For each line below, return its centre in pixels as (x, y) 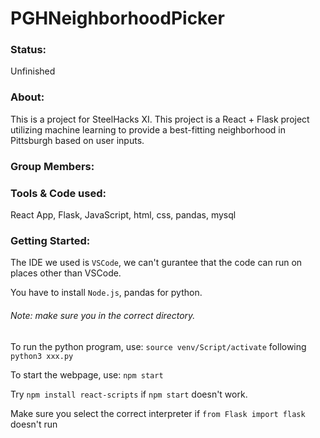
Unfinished (33, 71)
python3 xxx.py (42, 356)
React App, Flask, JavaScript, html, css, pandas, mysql (123, 215)
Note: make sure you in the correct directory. (103, 315)
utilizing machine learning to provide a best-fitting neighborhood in (148, 129)
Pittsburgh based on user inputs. (77, 140)
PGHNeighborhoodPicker (117, 18)
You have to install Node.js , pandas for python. (106, 293)
